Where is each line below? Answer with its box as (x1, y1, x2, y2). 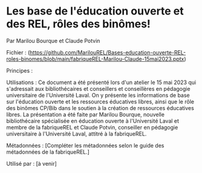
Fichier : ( (6, 48, 30, 56)
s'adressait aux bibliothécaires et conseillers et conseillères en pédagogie (6, 85, 191, 92)
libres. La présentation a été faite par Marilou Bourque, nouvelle (6, 111, 165, 118)
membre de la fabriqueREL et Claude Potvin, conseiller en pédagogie (6, 123, 178, 131)
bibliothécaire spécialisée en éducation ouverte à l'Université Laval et (6, 117, 180, 125)
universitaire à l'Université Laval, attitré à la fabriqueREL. (6, 130, 147, 137)
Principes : (6, 67, 33, 74)
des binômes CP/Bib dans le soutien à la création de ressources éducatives (6, 104, 195, 111)
